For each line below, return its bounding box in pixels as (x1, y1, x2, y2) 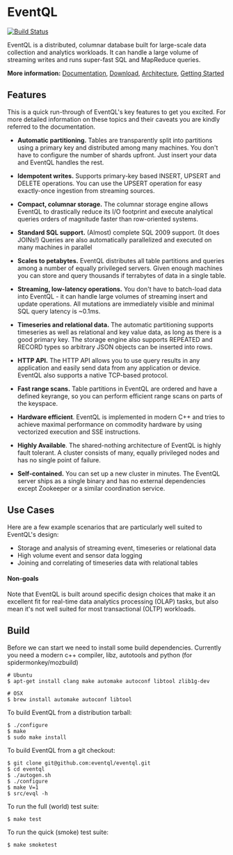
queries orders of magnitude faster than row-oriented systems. (17, 214, 198, 223)
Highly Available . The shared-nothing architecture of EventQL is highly (17, 441, 221, 449)
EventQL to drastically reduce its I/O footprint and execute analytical (17, 207, 214, 216)
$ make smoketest (7, 841, 58, 848)
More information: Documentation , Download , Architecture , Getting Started (7, 69, 225, 77)
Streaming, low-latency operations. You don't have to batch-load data (17, 285, 222, 293)
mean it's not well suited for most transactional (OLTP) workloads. (7, 604, 196, 613)
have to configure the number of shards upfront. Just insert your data (17, 150, 217, 159)
